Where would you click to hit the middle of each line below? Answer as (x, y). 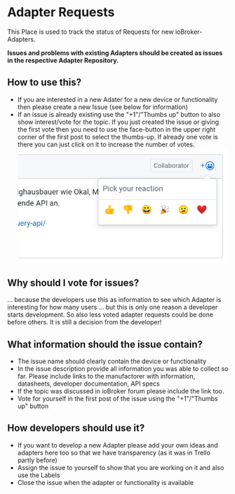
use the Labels (39, 475)
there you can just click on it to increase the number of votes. (106, 144)
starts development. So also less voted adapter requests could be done (110, 315)
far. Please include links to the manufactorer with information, (106, 376)
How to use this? (45, 83)
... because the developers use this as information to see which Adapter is (114, 300)
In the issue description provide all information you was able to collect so (123, 369)
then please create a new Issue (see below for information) (102, 107)
